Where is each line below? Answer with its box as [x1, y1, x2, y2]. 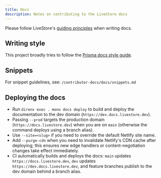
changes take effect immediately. [12, 147, 79, 154]
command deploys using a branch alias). [12, 127, 94, 133]
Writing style [5, 39, 45, 47]
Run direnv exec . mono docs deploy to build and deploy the [12, 106, 135, 112]
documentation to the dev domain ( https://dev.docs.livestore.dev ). [12, 111, 151, 117]
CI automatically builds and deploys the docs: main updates [12, 153, 131, 158]
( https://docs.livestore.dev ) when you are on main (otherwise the [12, 121, 147, 127]
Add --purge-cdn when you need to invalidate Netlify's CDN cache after [12, 137, 156, 143]
